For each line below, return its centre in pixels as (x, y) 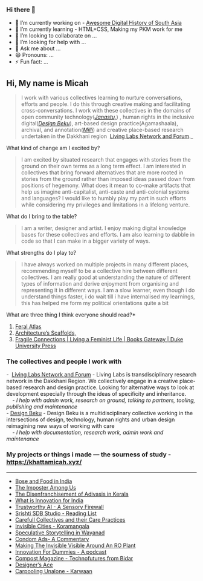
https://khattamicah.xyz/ (44, 462)
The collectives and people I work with (64, 361)
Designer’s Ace (34, 565)
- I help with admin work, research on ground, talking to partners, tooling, (104, 400)
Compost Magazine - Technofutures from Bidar (74, 558)
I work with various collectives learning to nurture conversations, (101, 98)
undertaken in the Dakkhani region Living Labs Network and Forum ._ (107, 136)
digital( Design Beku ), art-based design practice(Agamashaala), (99, 123)
